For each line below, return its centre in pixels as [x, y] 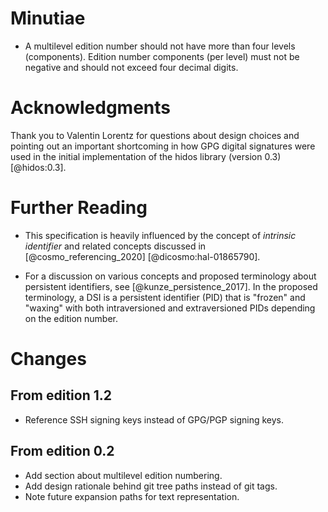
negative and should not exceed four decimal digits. [131, 67]
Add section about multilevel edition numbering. [123, 475]
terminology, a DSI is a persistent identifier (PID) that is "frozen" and [165, 297]
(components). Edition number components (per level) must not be [162, 56]
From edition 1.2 [61, 395]
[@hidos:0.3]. [38, 167]
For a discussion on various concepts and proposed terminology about [170, 276]
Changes [48, 359]
